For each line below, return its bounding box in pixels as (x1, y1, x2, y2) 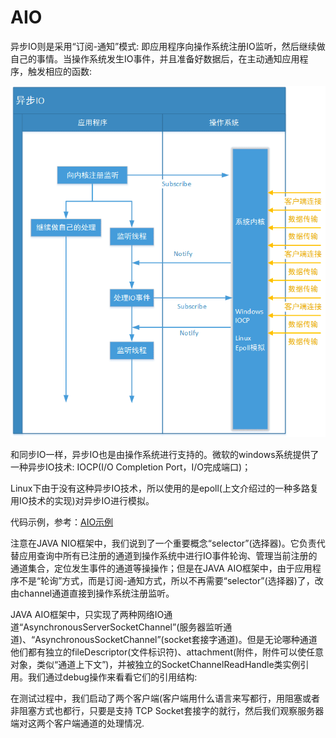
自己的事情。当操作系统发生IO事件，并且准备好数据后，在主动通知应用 (10, 52, 300, 65)
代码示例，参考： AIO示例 (10, 516, 114, 528)
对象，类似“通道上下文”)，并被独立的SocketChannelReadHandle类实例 (10, 659, 301, 671)
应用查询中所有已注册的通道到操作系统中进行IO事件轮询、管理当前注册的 (18, 550, 318, 562)
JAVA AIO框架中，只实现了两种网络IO (10, 609, 165, 621)
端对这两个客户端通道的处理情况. (10, 717, 145, 730)
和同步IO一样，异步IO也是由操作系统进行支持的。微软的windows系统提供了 (10, 449, 320, 461)
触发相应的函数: (27, 65, 93, 77)
